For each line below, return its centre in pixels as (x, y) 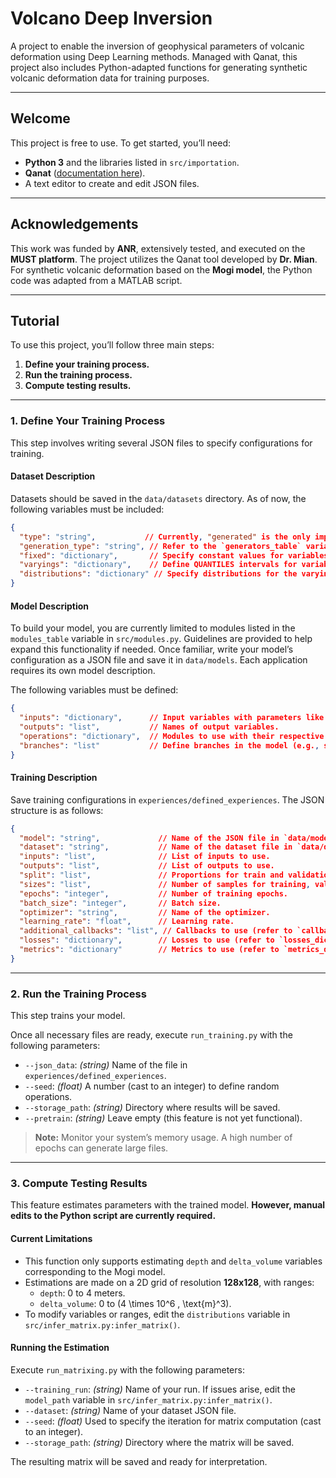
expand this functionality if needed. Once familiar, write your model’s (152, 649)
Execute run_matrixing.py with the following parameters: (127, 1369)
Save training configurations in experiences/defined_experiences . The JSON (167, 799)
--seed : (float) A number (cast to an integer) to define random (152, 1086)
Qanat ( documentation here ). (85, 173)
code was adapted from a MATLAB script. (96, 280)
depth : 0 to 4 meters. (82, 1293)
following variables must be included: (87, 509)
